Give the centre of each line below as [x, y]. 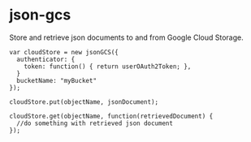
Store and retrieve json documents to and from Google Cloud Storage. [126, 37]
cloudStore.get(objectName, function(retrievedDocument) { [111, 116]
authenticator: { [46, 59]
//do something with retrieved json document [95, 123]
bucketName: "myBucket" [56, 80]
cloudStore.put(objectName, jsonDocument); [84, 102]
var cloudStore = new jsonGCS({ [64, 52]
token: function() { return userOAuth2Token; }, [108, 67]
